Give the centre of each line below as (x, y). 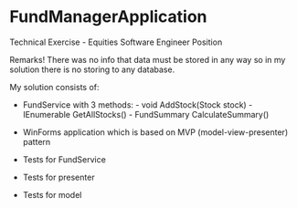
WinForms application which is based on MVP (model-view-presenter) (155, 132)
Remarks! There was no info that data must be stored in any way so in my (148, 59)
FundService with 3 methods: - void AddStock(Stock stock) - (138, 104)
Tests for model (52, 194)
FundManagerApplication (108, 17)
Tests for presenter (58, 177)
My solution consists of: (54, 87)
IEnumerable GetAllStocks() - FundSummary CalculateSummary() (146, 114)
